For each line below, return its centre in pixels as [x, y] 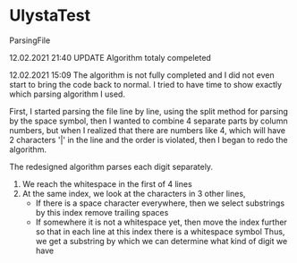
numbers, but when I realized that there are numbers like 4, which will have [148, 130]
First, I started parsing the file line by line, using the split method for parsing [149, 111]
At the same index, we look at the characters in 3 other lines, [134, 193]
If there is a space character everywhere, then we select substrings [160, 203]
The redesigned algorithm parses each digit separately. [111, 166]
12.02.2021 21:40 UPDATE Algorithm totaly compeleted [110, 57]
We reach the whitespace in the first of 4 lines [107, 183]
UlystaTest [50, 16]
